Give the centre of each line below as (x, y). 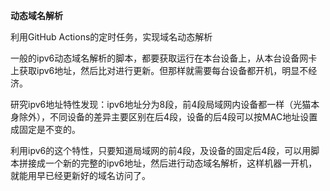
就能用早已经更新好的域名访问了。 (80, 175)
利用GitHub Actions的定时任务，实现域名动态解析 (111, 37)
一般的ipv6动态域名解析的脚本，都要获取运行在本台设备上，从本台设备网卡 (164, 58)
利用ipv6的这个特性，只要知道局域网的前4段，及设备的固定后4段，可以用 (161, 150)
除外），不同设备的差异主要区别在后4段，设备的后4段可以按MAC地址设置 (168, 117)
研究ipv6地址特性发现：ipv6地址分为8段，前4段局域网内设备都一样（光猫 (161, 104)
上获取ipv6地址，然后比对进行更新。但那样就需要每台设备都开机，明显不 (159, 70)
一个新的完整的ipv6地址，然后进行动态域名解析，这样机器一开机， (181, 163)
